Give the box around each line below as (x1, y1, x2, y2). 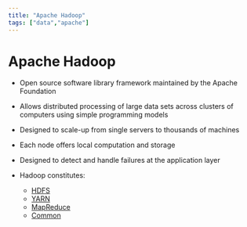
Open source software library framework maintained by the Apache (19, 78, 238, 88)
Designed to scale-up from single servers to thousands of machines (19, 125, 240, 135)
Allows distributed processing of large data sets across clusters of (19, 102, 234, 111)
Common (31, 211, 61, 220)
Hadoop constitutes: (19, 171, 85, 180)
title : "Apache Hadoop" (8, 11, 86, 20)
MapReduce (31, 203, 71, 212)
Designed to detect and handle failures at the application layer (19, 156, 221, 165)
